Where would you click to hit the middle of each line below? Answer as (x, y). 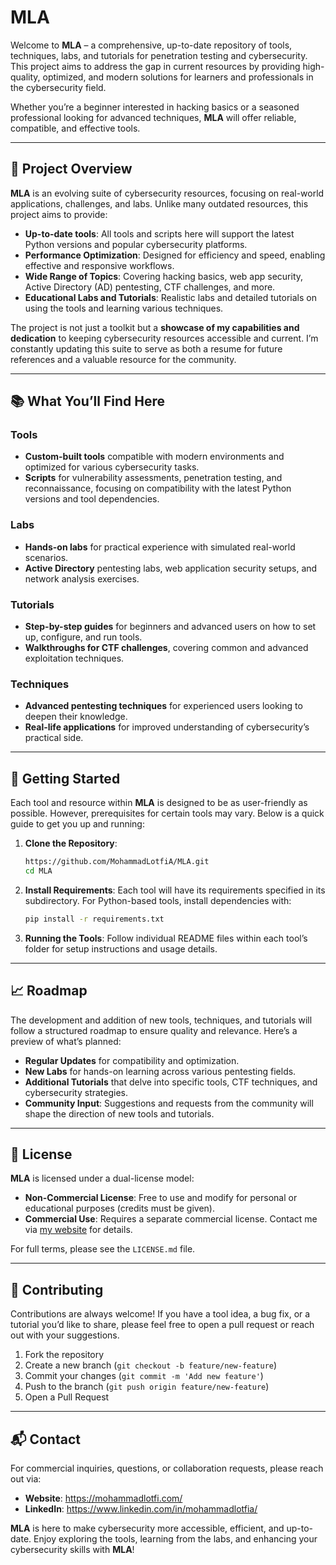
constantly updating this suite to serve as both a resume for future (146, 348)
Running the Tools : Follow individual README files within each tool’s (166, 938)
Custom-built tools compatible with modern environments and (154, 457)
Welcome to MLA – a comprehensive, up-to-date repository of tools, (151, 45)
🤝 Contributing (57, 1289)
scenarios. (46, 557)
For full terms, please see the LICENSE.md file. (103, 1249)
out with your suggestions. (65, 1335)
